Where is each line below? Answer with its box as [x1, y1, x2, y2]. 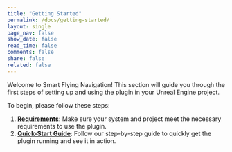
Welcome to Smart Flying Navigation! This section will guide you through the [7, 80, 225, 88]
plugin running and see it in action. [17, 136, 116, 145]
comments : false [7, 49, 54, 56]
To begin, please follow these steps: [7, 101, 110, 109]
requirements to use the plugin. [17, 122, 107, 130]
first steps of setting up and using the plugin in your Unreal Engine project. [7, 88, 220, 96]
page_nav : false [7, 29, 54, 37]
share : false [7, 55, 45, 62]
